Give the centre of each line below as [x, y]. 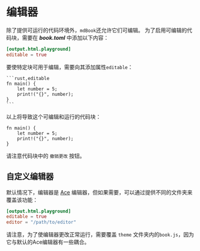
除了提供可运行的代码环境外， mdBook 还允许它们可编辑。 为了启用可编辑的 [97, 30]
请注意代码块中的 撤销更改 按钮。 [46, 156]
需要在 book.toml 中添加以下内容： [65, 37]
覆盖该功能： [22, 200]
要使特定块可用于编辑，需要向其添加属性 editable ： [70, 67]
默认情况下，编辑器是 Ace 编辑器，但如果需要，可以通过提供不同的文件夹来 [99, 192]
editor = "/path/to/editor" [41, 222]
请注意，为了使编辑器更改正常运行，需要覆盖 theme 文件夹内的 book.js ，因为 [100, 235]
